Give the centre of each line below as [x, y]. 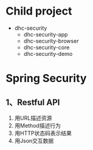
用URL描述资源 [33, 118]
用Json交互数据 [34, 140]
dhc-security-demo [48, 53]
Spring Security [46, 79]
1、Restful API [33, 102]
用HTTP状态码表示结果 [43, 133]
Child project [39, 11]
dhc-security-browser [51, 41]
